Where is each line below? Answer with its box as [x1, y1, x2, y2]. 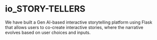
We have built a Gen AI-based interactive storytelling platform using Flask [5, 19, 153, 25]
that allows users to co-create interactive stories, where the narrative [5, 24, 143, 30]
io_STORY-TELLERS [5, 3, 86, 14]
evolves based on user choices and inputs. [5, 29, 91, 35]
